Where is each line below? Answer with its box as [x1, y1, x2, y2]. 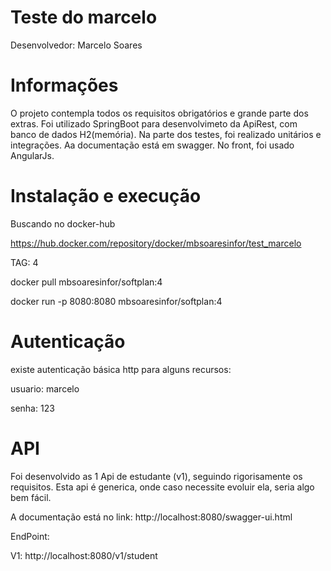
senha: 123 [10, 402, 55, 414]
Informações [10, 74, 119, 97]
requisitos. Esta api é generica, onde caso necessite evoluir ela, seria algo [10, 481, 315, 493]
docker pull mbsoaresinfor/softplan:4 [10, 276, 163, 288]
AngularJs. [10, 149, 55, 161]
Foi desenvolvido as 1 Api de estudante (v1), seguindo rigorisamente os [10, 470, 303, 482]
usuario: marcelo [10, 382, 80, 395]
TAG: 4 [10, 256, 39, 268]
